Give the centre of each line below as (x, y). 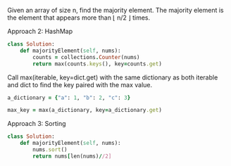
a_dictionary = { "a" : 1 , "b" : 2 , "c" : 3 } (69, 98)
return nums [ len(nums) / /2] (72, 156)
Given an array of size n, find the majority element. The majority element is (115, 10)
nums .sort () (50, 150)
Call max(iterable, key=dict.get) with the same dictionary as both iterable (113, 77)
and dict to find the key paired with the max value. (80, 84)
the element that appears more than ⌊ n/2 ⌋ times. (79, 18)
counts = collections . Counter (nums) (86, 57)
